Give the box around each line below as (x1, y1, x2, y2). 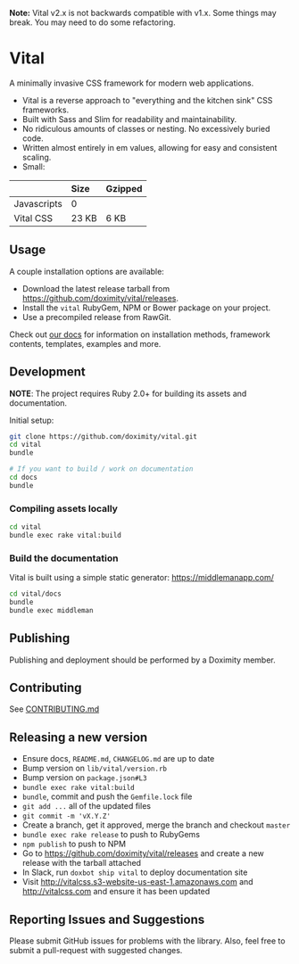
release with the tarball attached (21, 858, 141, 869)
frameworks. (21, 104, 70, 115)
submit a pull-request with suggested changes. (9, 945, 183, 956)
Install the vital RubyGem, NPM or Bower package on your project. (21, 302, 271, 313)
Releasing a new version (9, 729, 148, 745)
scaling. (21, 152, 52, 162)
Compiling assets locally (9, 502, 119, 515)
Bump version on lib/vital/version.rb (21, 762, 168, 774)
